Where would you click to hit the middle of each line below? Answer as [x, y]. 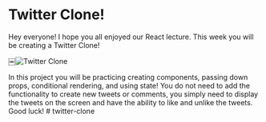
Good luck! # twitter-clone [52, 111]
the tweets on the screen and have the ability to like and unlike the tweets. [131, 102]
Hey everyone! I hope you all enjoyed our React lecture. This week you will [131, 37]
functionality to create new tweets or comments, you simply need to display [133, 94]
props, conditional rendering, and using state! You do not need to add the [129, 85]
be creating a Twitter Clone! [54, 45]
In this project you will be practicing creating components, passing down [128, 77]
